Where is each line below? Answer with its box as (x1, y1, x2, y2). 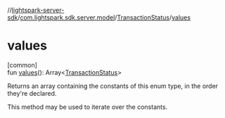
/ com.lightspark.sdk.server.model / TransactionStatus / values (17, 13, 191, 22)
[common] (7, 61, 37, 69)
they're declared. (7, 89, 57, 97)
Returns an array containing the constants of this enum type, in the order (7, 82, 219, 90)
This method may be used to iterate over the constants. (7, 103, 168, 111)
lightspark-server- (11, 6, 65, 14)
